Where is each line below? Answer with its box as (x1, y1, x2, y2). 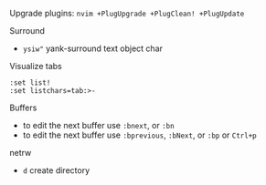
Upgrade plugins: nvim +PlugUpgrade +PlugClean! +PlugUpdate (9, 8, 245, 18)
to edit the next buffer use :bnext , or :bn (22, 120, 176, 130)
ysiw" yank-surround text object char (22, 43, 163, 54)
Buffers (9, 102, 37, 113)
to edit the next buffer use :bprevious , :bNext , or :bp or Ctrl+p (22, 129, 258, 140)
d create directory (22, 165, 90, 176)
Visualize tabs (9, 61, 62, 71)
